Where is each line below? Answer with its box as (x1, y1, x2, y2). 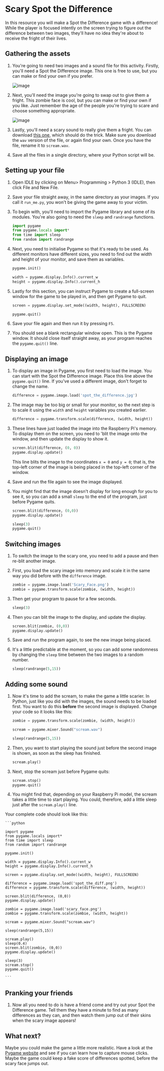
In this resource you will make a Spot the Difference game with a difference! (5, 20, 158, 26)
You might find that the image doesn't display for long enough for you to (12, 488, 158, 494)
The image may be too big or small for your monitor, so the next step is (12, 402, 155, 408)
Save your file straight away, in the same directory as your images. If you (12, 194, 159, 200)
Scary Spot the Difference (5, 3, 113, 15)
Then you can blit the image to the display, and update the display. (12, 614, 146, 620)
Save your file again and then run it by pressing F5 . (12, 321, 115, 327)
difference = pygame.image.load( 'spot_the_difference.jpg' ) (12, 393, 138, 398)
